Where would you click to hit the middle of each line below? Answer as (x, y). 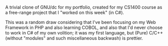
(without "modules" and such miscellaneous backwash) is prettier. (74, 38)
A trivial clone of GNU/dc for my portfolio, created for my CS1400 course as (84, 7)
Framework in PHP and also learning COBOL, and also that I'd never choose (84, 27)
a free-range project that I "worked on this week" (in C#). (65, 12)
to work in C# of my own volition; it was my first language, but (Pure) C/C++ (84, 33)
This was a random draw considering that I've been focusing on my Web (81, 22)
